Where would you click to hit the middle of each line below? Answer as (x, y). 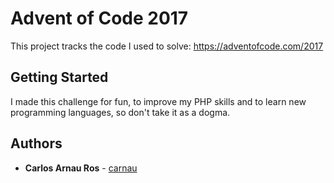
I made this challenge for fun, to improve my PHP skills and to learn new (158, 101)
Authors (36, 143)
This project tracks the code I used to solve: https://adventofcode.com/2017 (167, 46)
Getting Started (59, 77)
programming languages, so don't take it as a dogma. (120, 112)
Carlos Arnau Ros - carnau (81, 168)
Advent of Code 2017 (99, 18)
